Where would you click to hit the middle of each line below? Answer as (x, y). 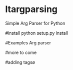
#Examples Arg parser (28, 43)
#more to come (21, 52)
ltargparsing (31, 9)
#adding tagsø (20, 62)
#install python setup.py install (37, 33)
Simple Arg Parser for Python (35, 23)
